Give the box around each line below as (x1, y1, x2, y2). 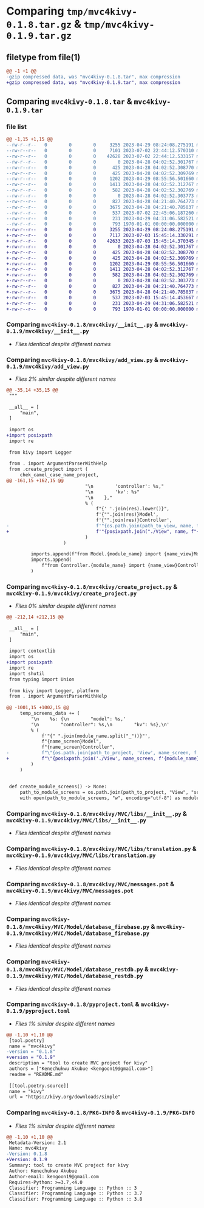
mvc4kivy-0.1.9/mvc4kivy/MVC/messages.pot (6, 887, 134, 894)
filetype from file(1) (6, 52, 81, 62)
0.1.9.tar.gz (6, 30, 72, 42)
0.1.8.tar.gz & (6, 17, 82, 31)
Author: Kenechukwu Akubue (8, 1168, 78, 1174)
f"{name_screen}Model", (41, 738, 102, 745)
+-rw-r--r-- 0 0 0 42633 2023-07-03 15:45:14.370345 (6, 238, 194, 245)
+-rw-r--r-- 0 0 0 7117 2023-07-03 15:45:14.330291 (6, 232, 194, 238)
